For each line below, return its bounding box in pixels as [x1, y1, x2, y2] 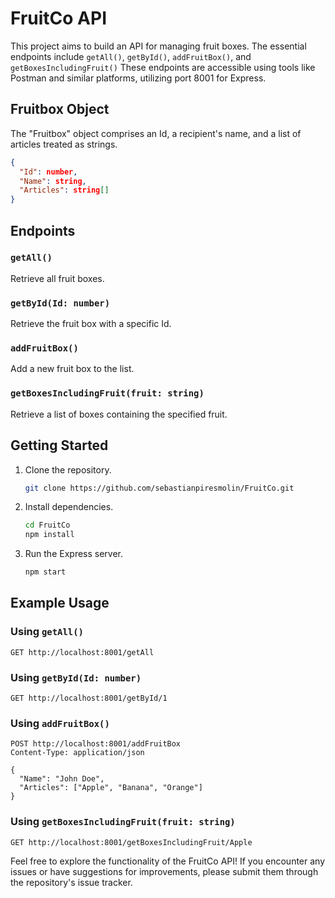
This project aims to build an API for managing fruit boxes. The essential [10, 40, 307, 52]
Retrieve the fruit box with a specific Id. [10, 318, 172, 330]
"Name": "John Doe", [19, 774, 105, 784]
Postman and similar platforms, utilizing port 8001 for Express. [10, 72, 267, 84]
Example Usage [10, 595, 110, 612]
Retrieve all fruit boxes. [10, 272, 105, 284]
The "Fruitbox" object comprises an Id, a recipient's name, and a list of [10, 127, 302, 139]
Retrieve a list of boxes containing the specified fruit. [10, 408, 228, 420]
